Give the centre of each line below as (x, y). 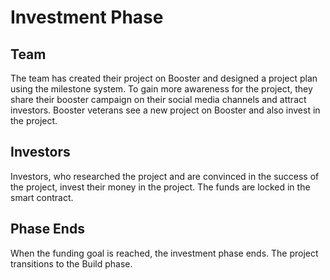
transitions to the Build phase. (71, 263)
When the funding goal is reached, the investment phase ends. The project (164, 253)
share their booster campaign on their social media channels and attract (158, 99)
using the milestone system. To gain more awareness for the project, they (161, 89)
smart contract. (42, 197)
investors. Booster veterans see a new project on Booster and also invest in (165, 110)
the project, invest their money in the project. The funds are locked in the (160, 187)
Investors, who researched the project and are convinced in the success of (165, 176)
